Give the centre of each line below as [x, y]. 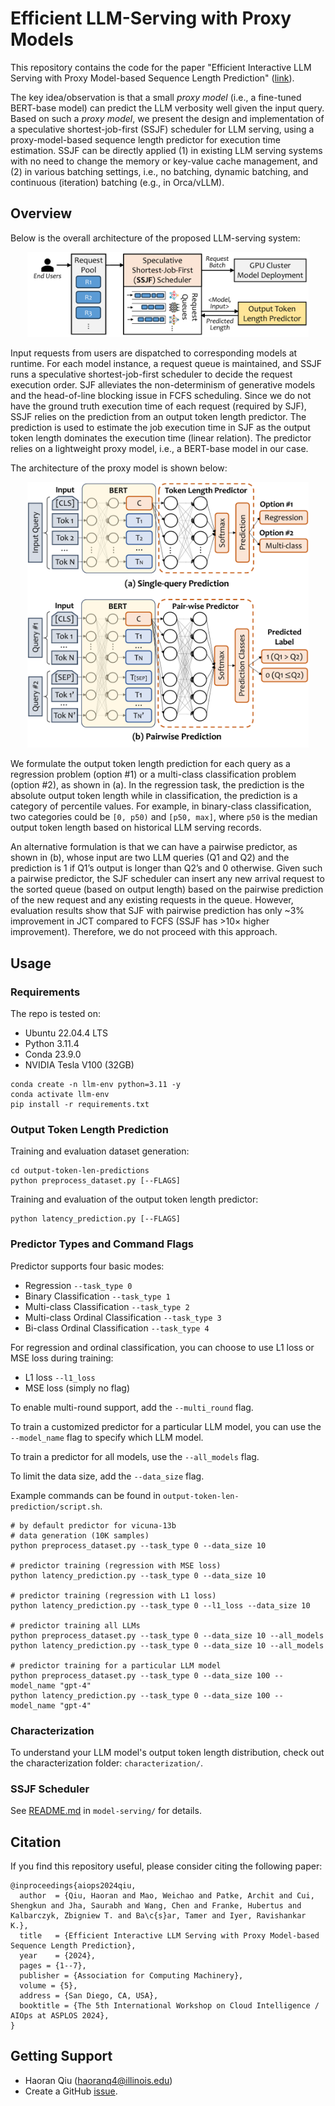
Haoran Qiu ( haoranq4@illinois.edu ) [98, 2080]
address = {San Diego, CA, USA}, [89, 1996]
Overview [41, 213]
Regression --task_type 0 [78, 1285]
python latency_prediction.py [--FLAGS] [96, 1219]
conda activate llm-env [60, 1095]
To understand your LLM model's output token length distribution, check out [167, 1752]
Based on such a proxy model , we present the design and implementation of [167, 118]
